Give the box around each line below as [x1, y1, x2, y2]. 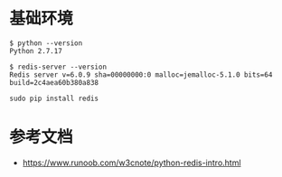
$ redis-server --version [9, 62, 107, 71]
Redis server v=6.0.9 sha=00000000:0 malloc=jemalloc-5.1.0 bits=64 [9, 70, 273, 79]
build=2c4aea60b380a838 [9, 78, 99, 87]
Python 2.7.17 [9, 46, 63, 55]
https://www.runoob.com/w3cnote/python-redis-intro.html [22, 157, 241, 168]
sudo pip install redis [9, 94, 99, 103]
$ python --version [9, 38, 83, 48]
